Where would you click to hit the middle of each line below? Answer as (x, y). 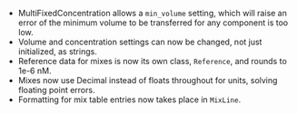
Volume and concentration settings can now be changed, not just (140, 42)
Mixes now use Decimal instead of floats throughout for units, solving (148, 80)
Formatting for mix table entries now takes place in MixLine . (129, 100)
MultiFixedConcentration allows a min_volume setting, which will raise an (153, 13)
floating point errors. (56, 90)
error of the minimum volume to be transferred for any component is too (153, 23)
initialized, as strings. (57, 52)
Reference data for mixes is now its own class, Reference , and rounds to (153, 61)
